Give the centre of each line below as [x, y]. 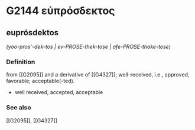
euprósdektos [32, 33]
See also [19, 108]
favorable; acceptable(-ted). [40, 81]
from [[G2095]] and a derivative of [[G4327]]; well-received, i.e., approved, [98, 75]
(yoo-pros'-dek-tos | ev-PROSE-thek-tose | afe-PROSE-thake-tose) [89, 46]
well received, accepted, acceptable [59, 92]
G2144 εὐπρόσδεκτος [61, 11]
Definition [21, 62]
